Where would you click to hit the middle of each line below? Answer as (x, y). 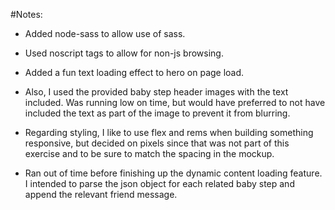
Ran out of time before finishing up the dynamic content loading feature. (173, 173)
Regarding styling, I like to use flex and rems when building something (169, 132)
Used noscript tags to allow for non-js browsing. (124, 53)
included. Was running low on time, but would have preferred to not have (175, 102)
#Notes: (26, 14)
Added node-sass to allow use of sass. (105, 33)
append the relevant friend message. (101, 194)
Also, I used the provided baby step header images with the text (156, 92)
